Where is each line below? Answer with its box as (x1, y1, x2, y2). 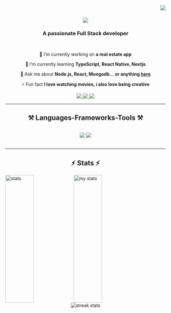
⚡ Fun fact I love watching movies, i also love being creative (21, 81, 150, 87)
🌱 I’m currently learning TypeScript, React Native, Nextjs (25, 61, 146, 67)
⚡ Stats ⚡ (71, 158, 100, 167)
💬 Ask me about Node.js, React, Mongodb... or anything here (20, 71, 151, 77)
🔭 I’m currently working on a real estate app (39, 51, 132, 58)
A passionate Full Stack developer (42, 30, 129, 37)
